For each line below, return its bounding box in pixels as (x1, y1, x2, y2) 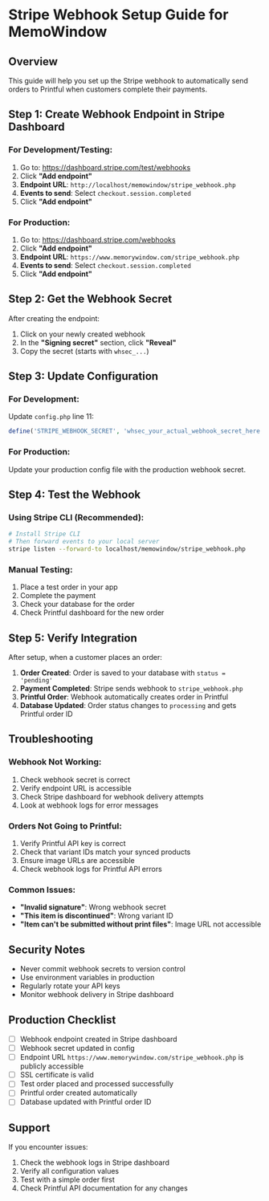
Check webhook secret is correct (19, 775, 131, 784)
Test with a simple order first (19, 1175, 115, 1185)
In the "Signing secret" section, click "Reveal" (19, 337, 177, 347)
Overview (8, 55, 59, 68)
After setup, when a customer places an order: (8, 653, 163, 662)
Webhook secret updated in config (19, 1044, 135, 1053)
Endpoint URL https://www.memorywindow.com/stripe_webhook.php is (19, 1052, 244, 1062)
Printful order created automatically (19, 1088, 138, 1097)
